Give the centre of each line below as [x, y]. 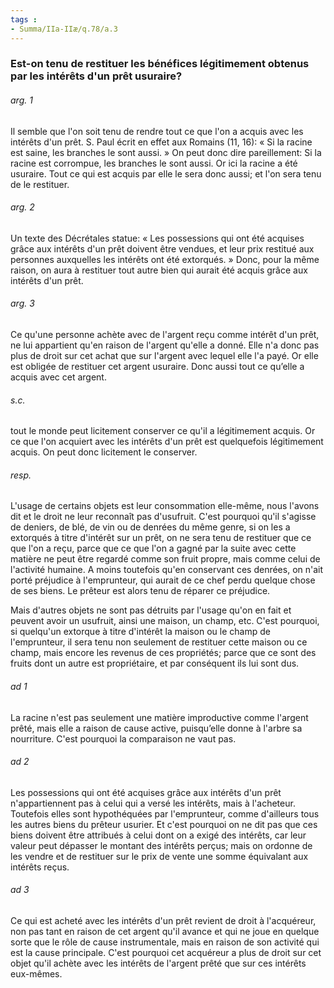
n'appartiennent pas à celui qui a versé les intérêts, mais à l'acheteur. [153, 803]
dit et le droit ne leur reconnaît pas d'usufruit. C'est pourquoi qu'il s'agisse [163, 517]
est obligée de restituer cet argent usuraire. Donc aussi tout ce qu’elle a [157, 367]
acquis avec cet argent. [58, 377]
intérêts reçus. [40, 867]
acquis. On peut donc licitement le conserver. [104, 452]
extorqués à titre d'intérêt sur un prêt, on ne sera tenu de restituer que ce [161, 538]
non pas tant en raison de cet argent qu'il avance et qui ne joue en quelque [165, 932]
